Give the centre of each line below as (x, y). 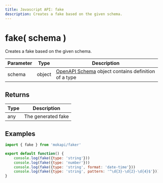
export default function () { (34, 153)
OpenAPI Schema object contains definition (105, 72)
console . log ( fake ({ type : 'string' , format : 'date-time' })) (75, 167)
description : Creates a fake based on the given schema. (64, 14)
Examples (20, 134)
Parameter (20, 63)
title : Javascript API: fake (34, 9)
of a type (66, 77)
